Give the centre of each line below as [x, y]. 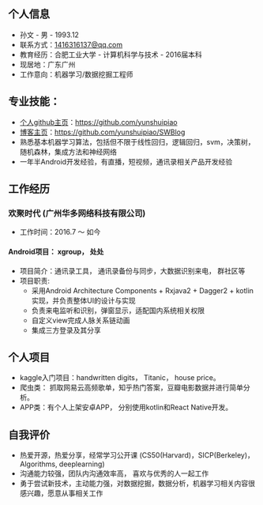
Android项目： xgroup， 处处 [56, 251]
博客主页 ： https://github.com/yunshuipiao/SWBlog [102, 132]
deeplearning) [82, 464]
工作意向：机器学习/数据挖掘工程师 [76, 74]
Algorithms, [38, 464]
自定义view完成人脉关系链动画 [81, 320]
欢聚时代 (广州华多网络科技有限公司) [77, 213]
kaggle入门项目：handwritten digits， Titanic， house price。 [120, 378]
